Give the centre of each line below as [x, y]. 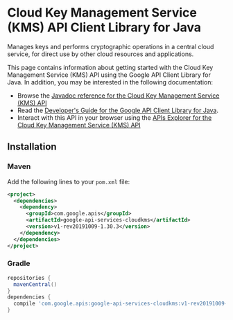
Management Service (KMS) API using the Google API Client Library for [109, 75]
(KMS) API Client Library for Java [104, 27]
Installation [32, 147]
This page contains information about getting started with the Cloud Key [110, 67]
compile [25, 304]
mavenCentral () [35, 284]
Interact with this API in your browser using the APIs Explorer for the [114, 117]
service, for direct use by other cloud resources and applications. [101, 54]
